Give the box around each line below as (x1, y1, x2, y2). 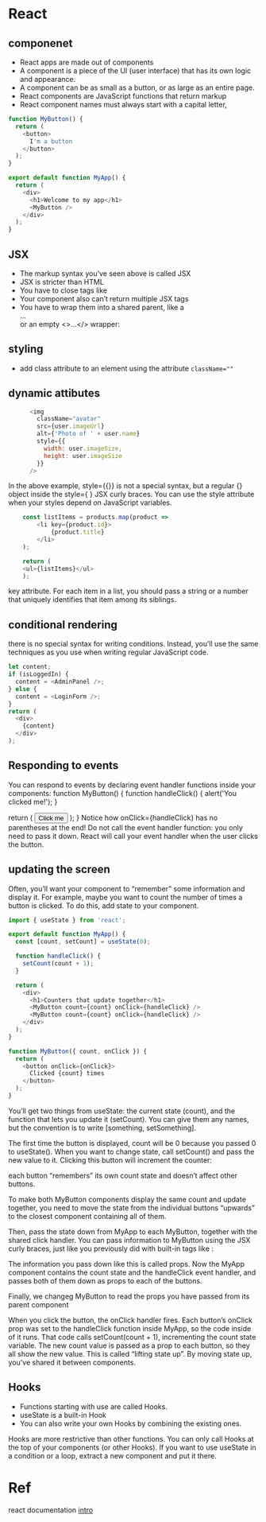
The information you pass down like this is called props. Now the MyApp (8, 1259, 245, 1268)
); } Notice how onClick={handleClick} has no (69, 813, 218, 822)
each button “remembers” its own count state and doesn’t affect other (8, 1171, 238, 1180)
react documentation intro (8, 1505, 94, 1515)
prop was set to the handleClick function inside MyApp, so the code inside (8, 1323, 252, 1333)
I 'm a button (29, 137, 73, 146)
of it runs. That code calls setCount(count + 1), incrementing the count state (8, 1332, 256, 1341)
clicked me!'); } (8, 797, 58, 806)
